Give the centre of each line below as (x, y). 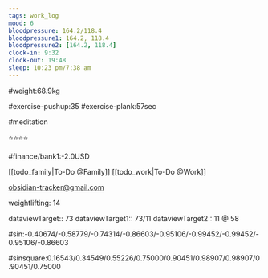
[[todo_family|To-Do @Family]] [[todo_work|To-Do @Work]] (108, 171)
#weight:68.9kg (34, 91)
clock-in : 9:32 (34, 53)
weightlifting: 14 (35, 203)
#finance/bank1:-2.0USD (49, 156)
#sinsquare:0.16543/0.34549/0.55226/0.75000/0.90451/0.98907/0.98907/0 (134, 258)
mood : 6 (21, 23)
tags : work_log (34, 16)
